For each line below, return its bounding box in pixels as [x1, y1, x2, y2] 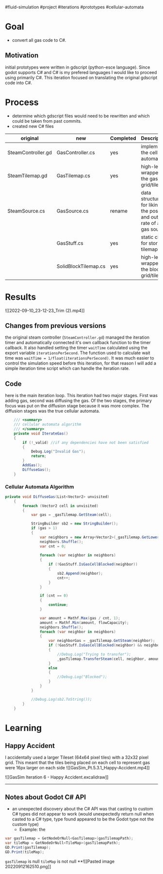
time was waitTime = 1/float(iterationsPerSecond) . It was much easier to [5, 355, 154, 361]
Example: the [19, 827, 46, 833]
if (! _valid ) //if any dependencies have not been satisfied [22, 440, 149, 445]
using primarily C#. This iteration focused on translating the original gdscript [5, 74, 158, 80]
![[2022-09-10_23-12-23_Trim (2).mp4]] [5, 308, 85, 313]
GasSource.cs [56, 207, 89, 214]
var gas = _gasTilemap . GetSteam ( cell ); [31, 512, 112, 517]
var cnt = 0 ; [39, 544, 66, 549]
